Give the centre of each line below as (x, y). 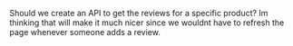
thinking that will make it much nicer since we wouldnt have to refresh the (147, 23)
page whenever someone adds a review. (85, 32)
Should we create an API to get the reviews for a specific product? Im (139, 13)
